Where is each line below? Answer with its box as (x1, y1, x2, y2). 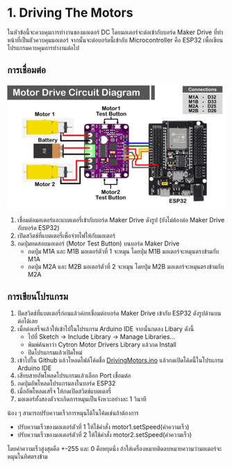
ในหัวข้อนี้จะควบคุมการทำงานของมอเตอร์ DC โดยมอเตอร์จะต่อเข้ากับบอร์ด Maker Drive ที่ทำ (7, 28, 224, 36)
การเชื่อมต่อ (7, 64, 47, 76)
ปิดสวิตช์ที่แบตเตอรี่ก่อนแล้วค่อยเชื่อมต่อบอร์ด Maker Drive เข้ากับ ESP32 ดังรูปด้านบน (17, 309, 222, 317)
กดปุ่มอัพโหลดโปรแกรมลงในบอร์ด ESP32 (17, 378, 116, 388)
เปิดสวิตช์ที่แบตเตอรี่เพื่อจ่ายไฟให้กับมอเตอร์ (17, 231, 116, 240)
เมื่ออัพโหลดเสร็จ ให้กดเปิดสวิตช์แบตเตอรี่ (17, 387, 112, 395)
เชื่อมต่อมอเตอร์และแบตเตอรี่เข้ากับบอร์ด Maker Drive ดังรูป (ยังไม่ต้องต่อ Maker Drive (17, 216, 225, 224)
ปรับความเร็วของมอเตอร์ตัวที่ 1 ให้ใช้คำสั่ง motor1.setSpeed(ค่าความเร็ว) (17, 422, 190, 431)
